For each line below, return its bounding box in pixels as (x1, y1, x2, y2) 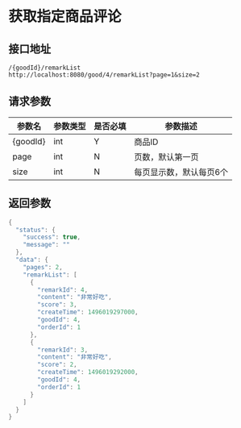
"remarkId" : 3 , (37, 346, 89, 354)
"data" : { (15, 256, 48, 264)
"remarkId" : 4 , (37, 285, 89, 294)
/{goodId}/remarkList (8, 64, 81, 72)
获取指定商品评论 (8, 7, 123, 26)
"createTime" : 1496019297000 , (37, 308, 139, 317)
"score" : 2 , (37, 360, 78, 369)
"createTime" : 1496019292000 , (37, 368, 139, 376)
